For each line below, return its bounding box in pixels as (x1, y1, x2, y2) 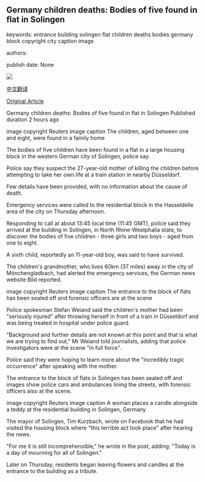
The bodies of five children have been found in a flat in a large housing (6, 146, 185, 153)
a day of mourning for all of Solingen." (6, 449, 102, 456)
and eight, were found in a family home (6, 134, 105, 142)
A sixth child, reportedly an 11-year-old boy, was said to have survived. (6, 251, 185, 258)
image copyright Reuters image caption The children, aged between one (6, 127, 189, 135)
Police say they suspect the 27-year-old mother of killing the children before (6, 164, 199, 172)
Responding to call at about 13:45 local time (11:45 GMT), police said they (6, 219, 191, 227)
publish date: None (6, 61, 54, 68)
